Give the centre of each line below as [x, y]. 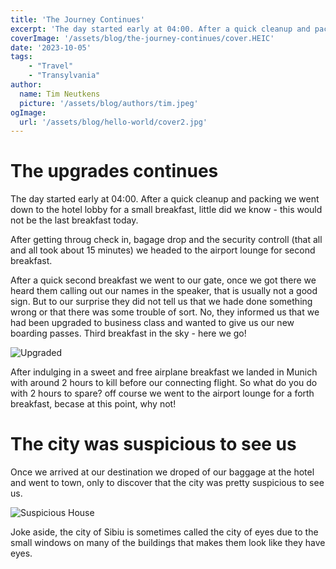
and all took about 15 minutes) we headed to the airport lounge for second [163, 250]
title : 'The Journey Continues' [77, 19]
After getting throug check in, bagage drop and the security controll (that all [166, 240]
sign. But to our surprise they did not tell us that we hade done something [161, 302]
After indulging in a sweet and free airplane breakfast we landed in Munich [164, 372]
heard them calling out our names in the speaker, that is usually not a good [164, 291]
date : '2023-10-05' [51, 47]
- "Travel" [51, 66]
